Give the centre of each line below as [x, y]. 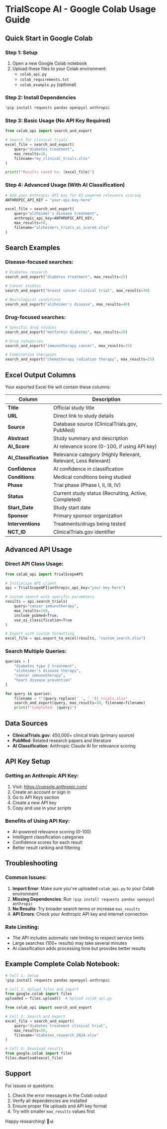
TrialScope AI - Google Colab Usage [81, 9]
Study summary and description [91, 438]
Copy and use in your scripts [42, 808]
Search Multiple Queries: [36, 651]
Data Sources [27, 723]
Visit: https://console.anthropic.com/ [50, 786]
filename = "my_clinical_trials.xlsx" [52, 158]
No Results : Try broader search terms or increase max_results [76, 909]
